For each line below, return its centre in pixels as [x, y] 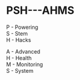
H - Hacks [19, 40]
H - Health [19, 58]
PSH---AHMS [40, 11]
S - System [20, 70]
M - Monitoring [25, 64]
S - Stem [17, 33]
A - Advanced [23, 51]
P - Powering [22, 27]
